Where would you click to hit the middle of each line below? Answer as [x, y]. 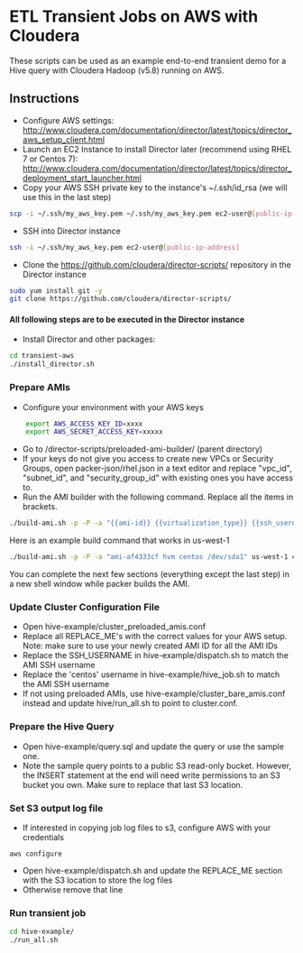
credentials [43, 837]
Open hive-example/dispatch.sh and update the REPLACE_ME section [152, 870]
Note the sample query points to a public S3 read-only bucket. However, [156, 765]
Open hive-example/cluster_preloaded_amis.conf [114, 627]
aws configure [36, 854]
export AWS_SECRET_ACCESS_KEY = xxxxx [95, 432]
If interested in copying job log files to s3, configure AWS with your [147, 828]
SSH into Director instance [72, 231]
